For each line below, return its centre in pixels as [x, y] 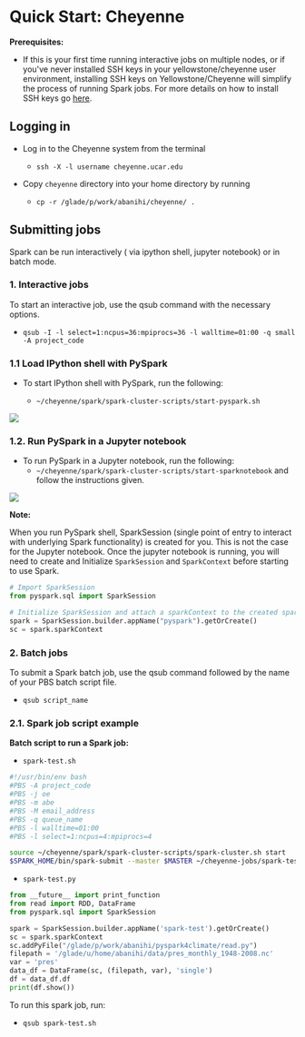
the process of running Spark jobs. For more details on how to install [150, 88]
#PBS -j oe [30, 795]
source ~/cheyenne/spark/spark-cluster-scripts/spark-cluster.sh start [148, 853]
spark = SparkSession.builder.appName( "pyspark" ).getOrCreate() [133, 621]
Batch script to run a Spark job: [69, 743]
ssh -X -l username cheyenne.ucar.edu [109, 167]
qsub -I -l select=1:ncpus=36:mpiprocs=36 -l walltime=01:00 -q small [159, 332]
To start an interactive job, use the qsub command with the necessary [140, 304]
